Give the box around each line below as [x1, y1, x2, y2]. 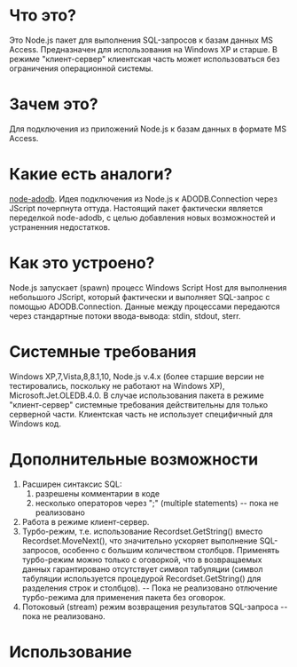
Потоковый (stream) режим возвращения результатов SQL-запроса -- [21, 601, 288, 612]
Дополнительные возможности [9, 449, 259, 469]
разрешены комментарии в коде [35, 488, 160, 498]
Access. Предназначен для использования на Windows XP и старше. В [9, 44, 277, 54]
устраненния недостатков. [9, 221, 111, 232]
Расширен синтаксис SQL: [21, 479, 122, 489]
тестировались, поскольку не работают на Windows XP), [9, 380, 225, 391]
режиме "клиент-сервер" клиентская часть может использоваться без [9, 53, 281, 64]
